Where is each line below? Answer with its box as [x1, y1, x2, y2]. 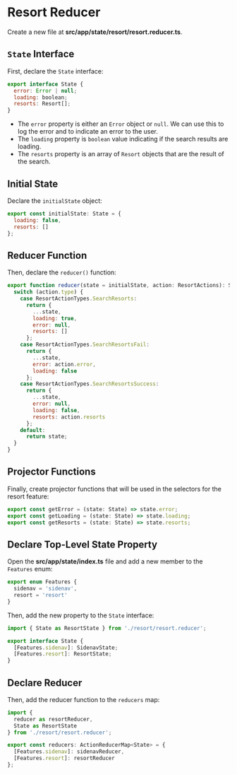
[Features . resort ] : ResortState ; [13, 651, 112, 658]
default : [20, 426, 46, 433]
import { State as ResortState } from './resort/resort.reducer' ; [7, 624, 207, 631]
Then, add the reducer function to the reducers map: [7, 695, 160, 704]
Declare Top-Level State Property [7, 538, 157, 550]
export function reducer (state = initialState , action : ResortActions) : [7, 282, 226, 289]
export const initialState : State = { [7, 210, 121, 217]
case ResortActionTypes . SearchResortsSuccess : [20, 380, 159, 387]
